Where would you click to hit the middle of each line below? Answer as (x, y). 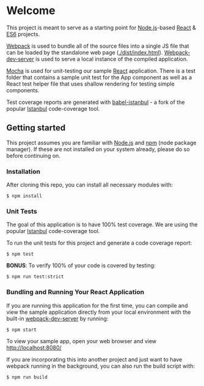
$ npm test (20, 254)
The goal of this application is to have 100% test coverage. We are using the (102, 225)
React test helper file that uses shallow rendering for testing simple (91, 84)
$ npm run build (27, 377)
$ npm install (24, 196)
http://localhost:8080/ (34, 347)
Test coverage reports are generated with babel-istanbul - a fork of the (96, 102)
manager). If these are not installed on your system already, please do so (98, 149)
